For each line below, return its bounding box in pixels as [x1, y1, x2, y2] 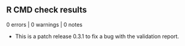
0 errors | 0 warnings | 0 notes [6, 21, 83, 28]
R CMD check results [6, 5, 87, 15]
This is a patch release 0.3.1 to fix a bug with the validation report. [15, 33, 180, 40]
